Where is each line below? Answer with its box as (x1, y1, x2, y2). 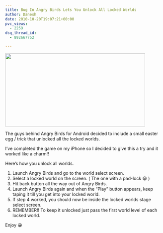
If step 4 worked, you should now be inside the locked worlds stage (12, 196, 152, 202)
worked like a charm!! (5, 150, 50, 157)
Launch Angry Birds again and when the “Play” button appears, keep (12, 186, 153, 192)
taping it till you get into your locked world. (12, 191, 100, 197)
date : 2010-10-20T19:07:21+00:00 (5, 16, 75, 21)
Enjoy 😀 (5, 222, 22, 228)
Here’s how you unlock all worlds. (5, 160, 74, 166)
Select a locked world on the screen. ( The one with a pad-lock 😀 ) (12, 175, 150, 181)
